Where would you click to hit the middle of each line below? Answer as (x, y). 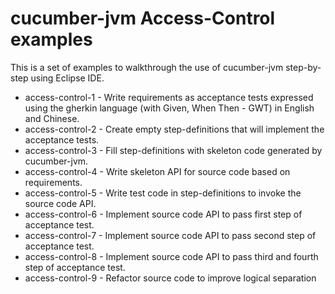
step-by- (303, 67)
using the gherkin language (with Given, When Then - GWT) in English (169, 108)
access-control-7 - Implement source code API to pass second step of (170, 235)
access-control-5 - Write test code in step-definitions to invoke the (163, 193)
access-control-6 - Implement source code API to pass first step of (163, 214)
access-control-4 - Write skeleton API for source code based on (157, 171)
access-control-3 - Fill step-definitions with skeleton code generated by (173, 150)
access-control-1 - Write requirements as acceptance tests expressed (169, 97)
